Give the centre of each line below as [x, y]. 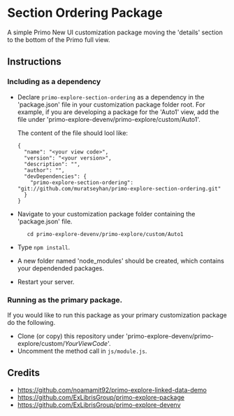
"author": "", [44, 170]
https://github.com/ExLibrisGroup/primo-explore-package [101, 397]
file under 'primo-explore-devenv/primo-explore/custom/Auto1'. [109, 119]
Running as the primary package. [65, 300]
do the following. [31, 322]
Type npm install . [44, 247]
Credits [24, 373]
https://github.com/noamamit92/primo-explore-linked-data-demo [112, 389]
